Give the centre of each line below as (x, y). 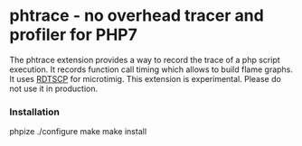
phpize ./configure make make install (78, 132)
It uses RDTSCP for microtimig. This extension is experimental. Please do (146, 78)
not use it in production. (53, 88)
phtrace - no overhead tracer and (137, 16)
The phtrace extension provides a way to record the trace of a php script (145, 59)
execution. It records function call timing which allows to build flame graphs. (151, 69)
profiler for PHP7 (74, 35)
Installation (35, 112)
